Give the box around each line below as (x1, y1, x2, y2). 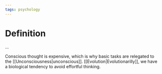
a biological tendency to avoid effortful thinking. (5, 63, 101, 69)
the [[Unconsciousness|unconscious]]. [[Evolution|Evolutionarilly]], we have (5, 59, 158, 64)
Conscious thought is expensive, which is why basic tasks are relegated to (5, 53, 155, 59)
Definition (5, 28, 46, 39)
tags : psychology (5, 7, 40, 12)
